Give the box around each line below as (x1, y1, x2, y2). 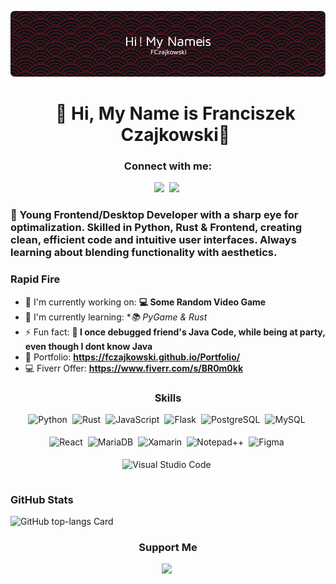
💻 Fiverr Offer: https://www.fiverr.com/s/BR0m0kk (24, 362, 244, 374)
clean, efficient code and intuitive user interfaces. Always (10, 233, 297, 247)
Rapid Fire (10, 272, 61, 286)
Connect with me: (123, 159, 213, 173)
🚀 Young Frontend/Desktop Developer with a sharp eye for (10, 208, 299, 222)
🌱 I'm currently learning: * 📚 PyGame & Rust (24, 311, 208, 323)
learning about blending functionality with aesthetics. (10, 246, 278, 260)
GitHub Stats (10, 492, 74, 506)
